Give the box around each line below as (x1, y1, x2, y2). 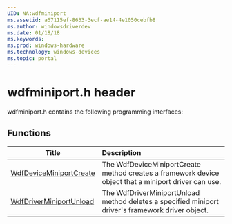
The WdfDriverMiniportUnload (101, 187, 200, 197)
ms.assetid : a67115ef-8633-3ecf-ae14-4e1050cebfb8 (7, 17, 156, 23)
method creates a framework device (101, 168, 220, 178)
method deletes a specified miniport (101, 196, 219, 206)
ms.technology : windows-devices (7, 49, 100, 56)
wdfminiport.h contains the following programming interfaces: (7, 108, 184, 116)
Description (101, 147, 142, 157)
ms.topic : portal (7, 55, 57, 62)
